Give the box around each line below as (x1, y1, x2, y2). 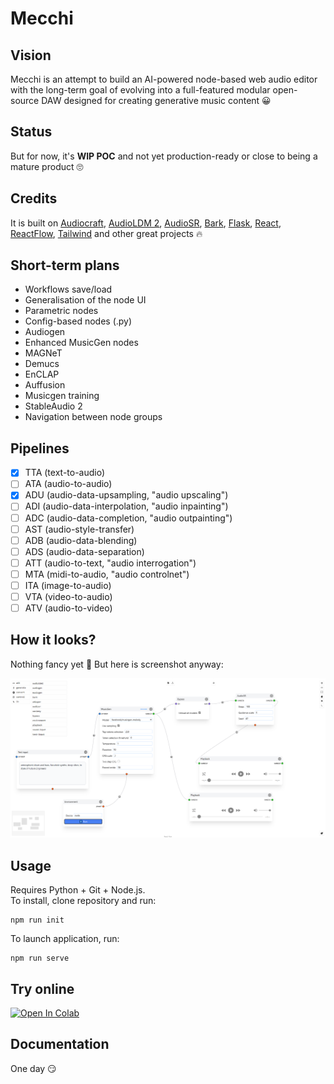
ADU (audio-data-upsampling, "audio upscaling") (24, 489, 229, 501)
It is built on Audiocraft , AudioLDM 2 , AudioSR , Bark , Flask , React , (10, 217, 282, 229)
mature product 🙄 (10, 160, 84, 172)
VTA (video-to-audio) (24, 590, 113, 602)
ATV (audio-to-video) (24, 602, 113, 614)
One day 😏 (10, 1062, 57, 1074)
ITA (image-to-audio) (24, 579, 112, 591)
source (10, 95, 40, 106)
